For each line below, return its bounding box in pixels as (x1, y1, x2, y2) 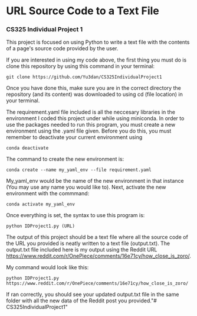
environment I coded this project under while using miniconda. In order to (6, 115, 185, 122)
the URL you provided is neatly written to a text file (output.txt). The (6, 240, 170, 247)
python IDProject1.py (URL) (6, 223, 75, 229)
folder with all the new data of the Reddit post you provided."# (6, 297, 157, 304)
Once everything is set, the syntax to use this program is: (6, 212, 145, 219)
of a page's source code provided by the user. (6, 45, 119, 52)
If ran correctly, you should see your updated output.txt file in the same (6, 291, 179, 298)
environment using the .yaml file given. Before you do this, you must (6, 127, 172, 134)
